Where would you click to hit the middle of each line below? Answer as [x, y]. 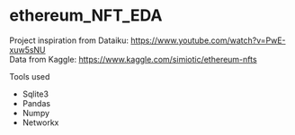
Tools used [30, 76]
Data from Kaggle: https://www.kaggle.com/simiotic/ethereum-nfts [134, 59]
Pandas [36, 103]
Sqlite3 [36, 94]
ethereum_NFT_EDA [86, 16]
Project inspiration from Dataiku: [69, 40]
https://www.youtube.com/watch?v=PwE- [208, 40]
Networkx [40, 122]
